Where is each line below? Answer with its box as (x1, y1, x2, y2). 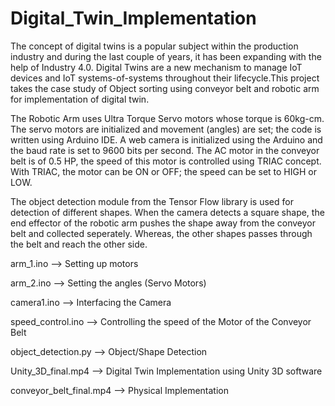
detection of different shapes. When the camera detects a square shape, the (10, 206, 325, 218)
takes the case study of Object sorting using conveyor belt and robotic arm (10, 82, 320, 94)
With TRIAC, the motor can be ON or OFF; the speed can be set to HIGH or (10, 165, 317, 177)
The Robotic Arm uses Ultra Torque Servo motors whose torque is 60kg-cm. (10, 112, 325, 124)
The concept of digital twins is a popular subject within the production (10, 40, 299, 52)
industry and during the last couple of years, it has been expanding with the (10, 50, 322, 62)
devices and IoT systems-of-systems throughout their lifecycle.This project (10, 72, 320, 84)
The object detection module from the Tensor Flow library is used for (10, 195, 294, 207)
